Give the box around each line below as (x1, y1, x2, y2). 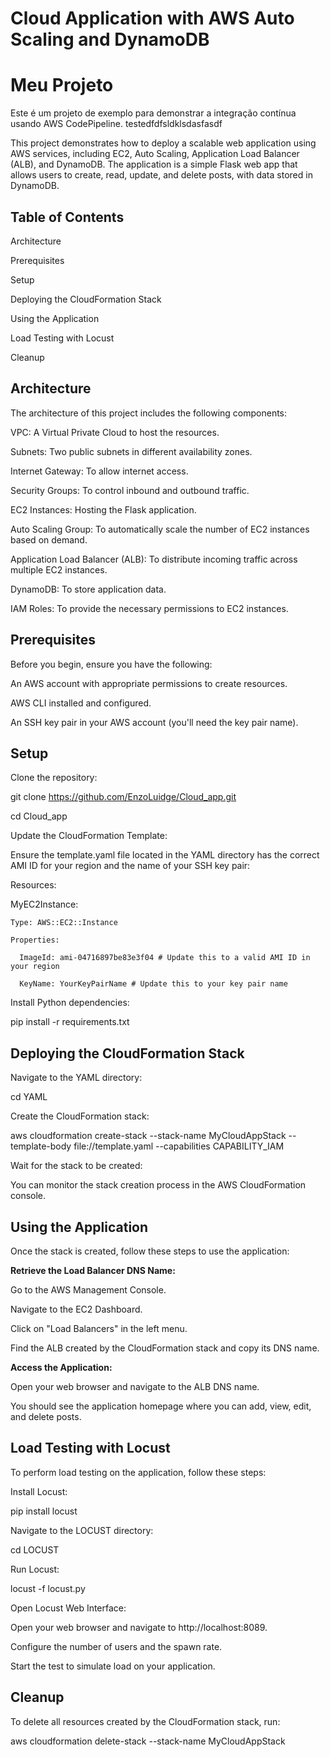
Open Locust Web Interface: (10, 1602, 127, 1614)
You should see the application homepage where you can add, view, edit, (10, 1400, 312, 1412)
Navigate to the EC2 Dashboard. (10, 1303, 143, 1315)
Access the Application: (10, 1362, 113, 1373)
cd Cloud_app (10, 810, 68, 822)
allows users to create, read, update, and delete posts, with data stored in (10, 169, 313, 181)
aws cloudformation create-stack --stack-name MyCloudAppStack (10, 1130, 287, 1142)
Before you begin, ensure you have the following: (10, 658, 213, 670)
